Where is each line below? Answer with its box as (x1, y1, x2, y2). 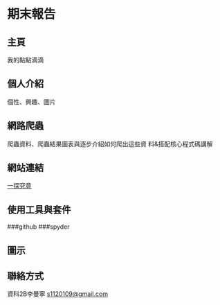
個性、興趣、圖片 (7, 98, 56, 106)
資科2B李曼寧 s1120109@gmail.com (7, 290, 109, 298)
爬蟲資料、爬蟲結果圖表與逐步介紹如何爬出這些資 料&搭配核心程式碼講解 (7, 139, 213, 148)
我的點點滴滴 (7, 56, 44, 64)
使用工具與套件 (7, 204, 71, 216)
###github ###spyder (7, 223, 71, 231)
